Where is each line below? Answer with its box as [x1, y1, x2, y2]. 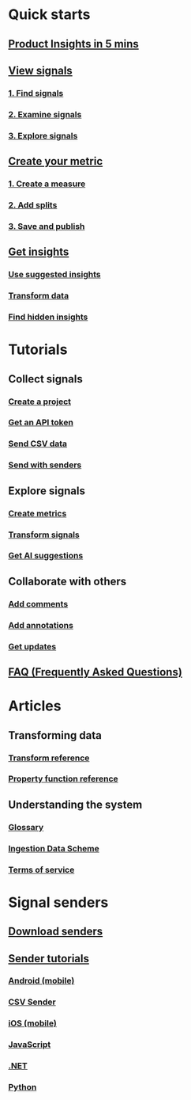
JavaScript [8, 1039, 51, 1050]
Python [8, 1082, 37, 1093]
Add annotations [8, 619, 73, 630]
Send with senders [8, 459, 82, 470]
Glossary [8, 821, 44, 832]
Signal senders [8, 893, 109, 912]
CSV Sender [8, 996, 57, 1007]
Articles [8, 697, 62, 715]
